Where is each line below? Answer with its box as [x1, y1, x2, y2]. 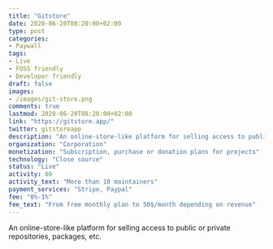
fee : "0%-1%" [8, 192, 53, 201]
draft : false [8, 79, 53, 88]
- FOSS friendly [8, 65, 63, 73]
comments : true [8, 102, 60, 110]
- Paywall [8, 42, 42, 50]
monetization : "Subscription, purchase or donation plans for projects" [8, 148, 260, 156]
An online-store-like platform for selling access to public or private [8, 222, 232, 232]
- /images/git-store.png [8, 95, 93, 103]
